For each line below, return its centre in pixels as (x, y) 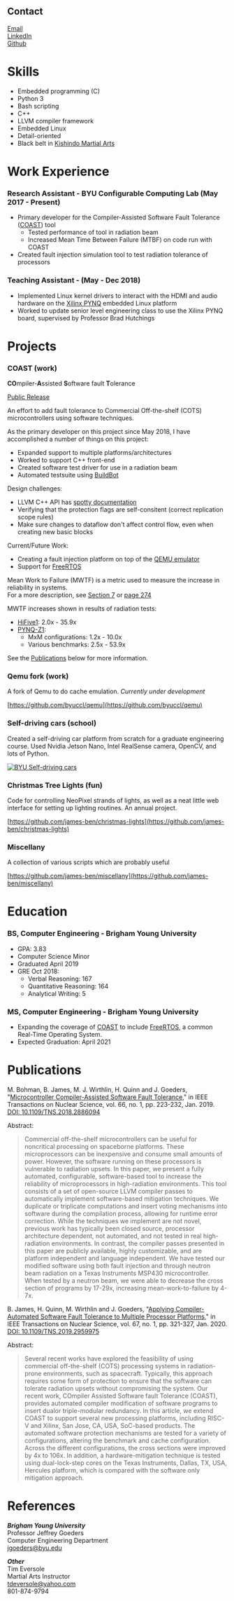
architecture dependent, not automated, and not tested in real (113, 1236)
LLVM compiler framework (56, 121)
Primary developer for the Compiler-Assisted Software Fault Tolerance (118, 217)
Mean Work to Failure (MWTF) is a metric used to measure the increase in (114, 580)
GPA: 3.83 (32, 948)
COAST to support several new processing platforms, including (115, 1418)
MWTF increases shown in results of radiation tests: (82, 608)
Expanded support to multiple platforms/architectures (95, 453)
